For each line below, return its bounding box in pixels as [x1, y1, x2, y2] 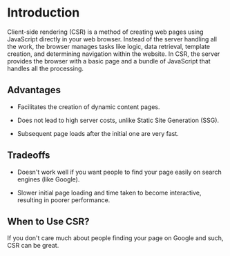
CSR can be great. [7, 242, 59, 250]
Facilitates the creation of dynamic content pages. [17, 102, 160, 111]
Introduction [7, 5, 80, 21]
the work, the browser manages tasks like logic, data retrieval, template [7, 42, 211, 50]
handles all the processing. [7, 64, 84, 72]
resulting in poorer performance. [17, 195, 111, 204]
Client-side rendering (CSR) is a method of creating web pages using [7, 28, 204, 36]
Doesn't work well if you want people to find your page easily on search [17, 168, 222, 176]
